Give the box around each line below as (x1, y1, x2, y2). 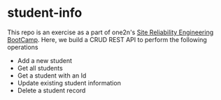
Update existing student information (17, 78, 121, 87)
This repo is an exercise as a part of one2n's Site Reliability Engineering (7, 28, 214, 36)
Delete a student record (17, 86, 86, 94)
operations (7, 43, 38, 51)
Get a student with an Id (17, 71, 87, 80)
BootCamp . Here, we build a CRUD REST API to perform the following (7, 35, 208, 43)
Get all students (17, 64, 63, 72)
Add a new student (17, 56, 72, 64)
